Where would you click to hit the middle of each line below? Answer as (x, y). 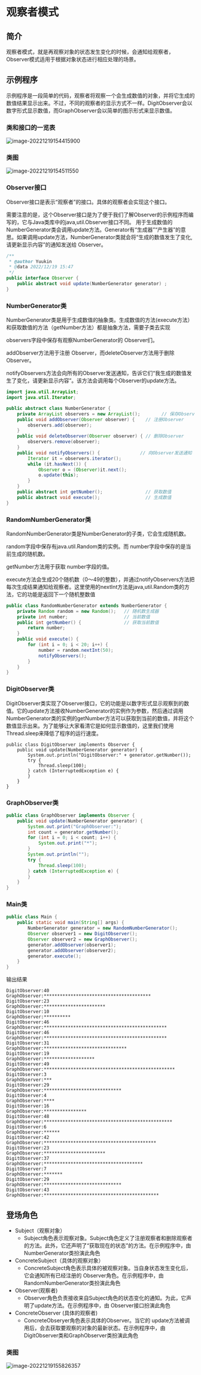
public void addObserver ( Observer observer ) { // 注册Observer (100, 419)
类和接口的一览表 (31, 128)
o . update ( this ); (58, 475)
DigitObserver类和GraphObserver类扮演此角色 (81, 1335)
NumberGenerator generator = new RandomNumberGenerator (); (103, 928)
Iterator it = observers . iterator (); (74, 458)
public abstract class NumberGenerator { (59, 408)
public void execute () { (48, 639)
